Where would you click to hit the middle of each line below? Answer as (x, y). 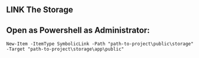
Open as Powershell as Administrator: (78, 30)
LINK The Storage (40, 10)
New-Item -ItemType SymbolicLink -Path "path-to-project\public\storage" (100, 44)
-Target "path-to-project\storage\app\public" (65, 49)
